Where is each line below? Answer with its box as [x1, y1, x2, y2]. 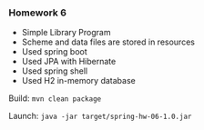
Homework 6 [8, 6, 67, 19]
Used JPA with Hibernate [21, 56, 117, 67]
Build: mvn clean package [8, 93, 102, 104]
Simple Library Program [21, 27, 111, 38]
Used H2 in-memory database [21, 75, 136, 86]
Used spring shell [21, 65, 88, 76]
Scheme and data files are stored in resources [21, 36, 195, 47]
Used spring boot [21, 46, 87, 57]
